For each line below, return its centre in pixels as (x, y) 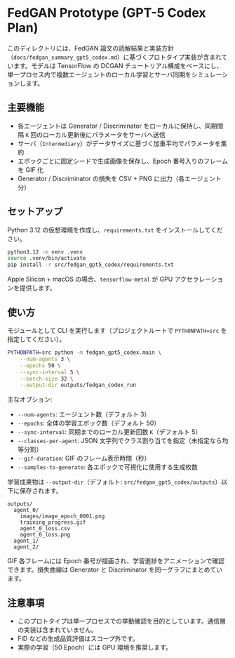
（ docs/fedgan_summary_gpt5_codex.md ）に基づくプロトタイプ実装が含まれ (114, 57)
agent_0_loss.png (45, 535)
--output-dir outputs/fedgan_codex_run (78, 385)
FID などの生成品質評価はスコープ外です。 (78, 639)
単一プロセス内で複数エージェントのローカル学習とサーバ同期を (99, 74)
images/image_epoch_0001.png (62, 516)
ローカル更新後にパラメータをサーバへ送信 (104, 134)
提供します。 (38, 288)
